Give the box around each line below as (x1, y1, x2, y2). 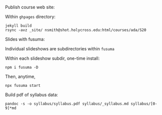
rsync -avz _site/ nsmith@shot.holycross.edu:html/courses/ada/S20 (5, 28, 147, 33)
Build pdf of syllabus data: (5, 92, 58, 98)
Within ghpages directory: (5, 14, 56, 19)
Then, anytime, (5, 74, 36, 79)
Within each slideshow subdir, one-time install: (5, 55, 100, 61)
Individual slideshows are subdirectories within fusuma (5, 46, 115, 51)
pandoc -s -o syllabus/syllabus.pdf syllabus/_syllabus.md (5, 101, 129, 106)
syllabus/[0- (130, 101, 158, 106)
